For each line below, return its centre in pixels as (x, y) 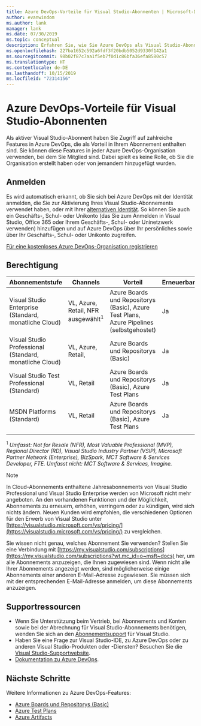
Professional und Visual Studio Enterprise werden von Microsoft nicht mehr (99, 493)
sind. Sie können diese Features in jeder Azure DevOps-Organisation (91, 151)
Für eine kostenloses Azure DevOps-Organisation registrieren (82, 246)
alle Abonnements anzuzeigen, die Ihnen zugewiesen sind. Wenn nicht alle (98, 562)
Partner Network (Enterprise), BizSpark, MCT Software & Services (88, 457)
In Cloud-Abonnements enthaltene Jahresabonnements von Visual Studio (97, 487)
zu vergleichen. (143, 532)
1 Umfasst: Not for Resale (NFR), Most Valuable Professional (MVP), (90, 444)
